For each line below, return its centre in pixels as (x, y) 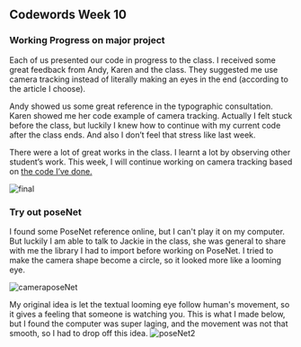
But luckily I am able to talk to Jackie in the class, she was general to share (147, 241)
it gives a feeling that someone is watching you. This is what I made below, (147, 314)
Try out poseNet (46, 212)
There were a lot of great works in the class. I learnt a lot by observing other (150, 152)
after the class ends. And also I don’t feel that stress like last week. (133, 135)
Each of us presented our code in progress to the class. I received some (143, 60)
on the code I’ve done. (51, 171)
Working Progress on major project (87, 40)
